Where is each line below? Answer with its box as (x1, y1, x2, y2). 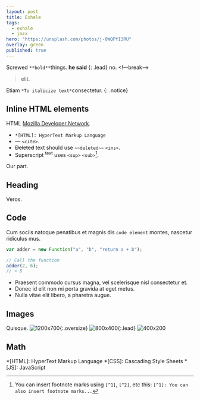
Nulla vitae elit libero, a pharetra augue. (14, 292, 112, 299)
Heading (6, 179, 39, 190)
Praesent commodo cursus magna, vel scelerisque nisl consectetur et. (14, 279, 188, 286)
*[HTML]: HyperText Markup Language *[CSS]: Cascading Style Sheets (6, 357, 183, 364)
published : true (6, 48, 46, 53)
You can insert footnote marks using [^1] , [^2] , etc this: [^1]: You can (14, 381, 189, 388)
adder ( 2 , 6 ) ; (6, 263, 39, 269)
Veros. (6, 196, 22, 203)
